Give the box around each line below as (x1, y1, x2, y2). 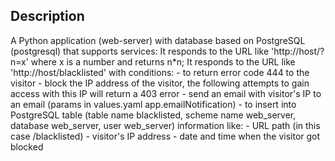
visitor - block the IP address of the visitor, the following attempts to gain (10, 77, 310, 89)
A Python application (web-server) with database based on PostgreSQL (10, 34, 306, 46)
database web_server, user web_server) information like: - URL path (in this (10, 119, 321, 131)
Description (10, 8, 85, 25)
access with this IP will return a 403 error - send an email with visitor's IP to (10, 87, 322, 99)
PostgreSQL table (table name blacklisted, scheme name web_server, (10, 109, 297, 121)
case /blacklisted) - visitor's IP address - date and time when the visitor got (10, 130, 321, 142)
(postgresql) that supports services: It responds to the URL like (10, 45, 270, 57)
